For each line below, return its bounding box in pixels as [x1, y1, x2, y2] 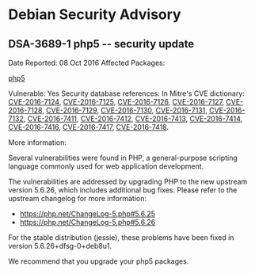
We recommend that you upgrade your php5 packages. [8, 257, 189, 266]
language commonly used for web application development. [8, 162, 204, 171]
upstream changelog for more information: [8, 194, 147, 203]
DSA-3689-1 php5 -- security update [8, 37, 195, 51]
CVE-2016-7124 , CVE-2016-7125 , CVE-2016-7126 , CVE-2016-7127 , [8, 97, 224, 106]
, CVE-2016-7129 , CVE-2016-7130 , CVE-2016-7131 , [42, 105, 207, 115]
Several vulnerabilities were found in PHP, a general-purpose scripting [8, 153, 238, 162]
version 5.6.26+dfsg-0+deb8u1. [8, 242, 112, 250]
